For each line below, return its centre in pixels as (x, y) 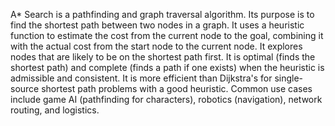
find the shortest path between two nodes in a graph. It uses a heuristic (157, 25)
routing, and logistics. (55, 110)
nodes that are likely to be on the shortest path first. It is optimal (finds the (163, 57)
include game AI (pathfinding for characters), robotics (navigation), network (166, 99)
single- (289, 78)
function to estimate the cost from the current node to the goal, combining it (167, 35)
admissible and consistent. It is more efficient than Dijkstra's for (141, 78)
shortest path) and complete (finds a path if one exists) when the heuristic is (167, 67)
